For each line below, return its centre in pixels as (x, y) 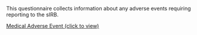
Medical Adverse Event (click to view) (53, 26)
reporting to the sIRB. (32, 15)
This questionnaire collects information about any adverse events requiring (99, 8)
